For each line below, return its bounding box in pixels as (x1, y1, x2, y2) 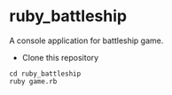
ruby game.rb (9, 77, 58, 85)
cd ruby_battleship (9, 69, 82, 78)
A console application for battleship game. (9, 35, 164, 46)
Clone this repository (21, 52, 99, 62)
